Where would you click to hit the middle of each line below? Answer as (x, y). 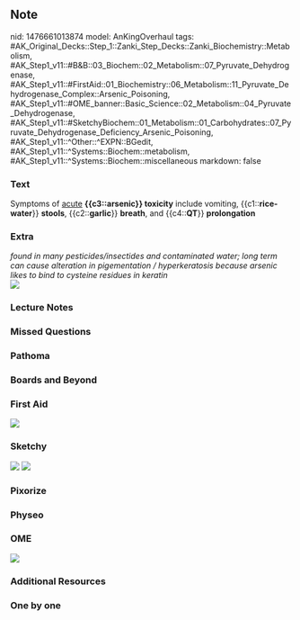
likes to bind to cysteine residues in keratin (89, 275)
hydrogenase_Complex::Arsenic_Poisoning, (90, 94)
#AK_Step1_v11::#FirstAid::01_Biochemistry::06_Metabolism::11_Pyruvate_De (150, 84)
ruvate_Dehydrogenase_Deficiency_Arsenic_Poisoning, (112, 132)
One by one (36, 605)
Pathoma (30, 356)
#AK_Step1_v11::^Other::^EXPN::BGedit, (82, 141)
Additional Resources (58, 581)
